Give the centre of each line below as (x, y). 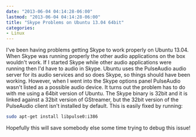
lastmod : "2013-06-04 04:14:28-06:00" (53, 17)
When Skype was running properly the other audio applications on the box (96, 56)
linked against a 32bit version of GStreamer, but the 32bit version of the (92, 100)
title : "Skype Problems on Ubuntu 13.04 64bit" (65, 22)
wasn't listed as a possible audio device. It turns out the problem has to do (96, 87)
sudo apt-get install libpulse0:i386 (52, 117)
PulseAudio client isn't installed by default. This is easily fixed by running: (94, 106)
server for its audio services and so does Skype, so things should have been (98, 75)
